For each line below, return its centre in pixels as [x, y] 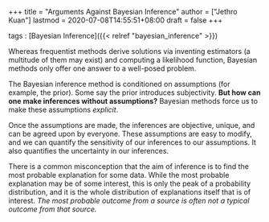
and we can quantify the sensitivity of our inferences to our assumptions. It [132, 142]
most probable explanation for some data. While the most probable [119, 175]
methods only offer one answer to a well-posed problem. [102, 68]
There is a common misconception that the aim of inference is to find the [128, 166]
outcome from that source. [53, 209]
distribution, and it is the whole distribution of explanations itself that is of [130, 192]
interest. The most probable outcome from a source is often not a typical [129, 201]
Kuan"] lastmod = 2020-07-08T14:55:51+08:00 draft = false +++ [116, 20]
